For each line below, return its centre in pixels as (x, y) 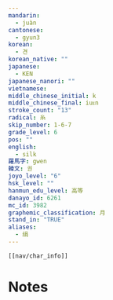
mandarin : (24, 15)
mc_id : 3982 (27, 205)
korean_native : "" (38, 60)
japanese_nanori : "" (42, 81)
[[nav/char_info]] (38, 256)
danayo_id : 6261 (35, 198)
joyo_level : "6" (35, 176)
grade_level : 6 (33, 132)
